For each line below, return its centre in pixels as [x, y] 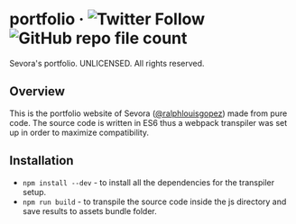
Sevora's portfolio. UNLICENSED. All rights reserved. [107, 63]
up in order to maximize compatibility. [79, 132]
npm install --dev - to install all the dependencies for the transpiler [148, 182]
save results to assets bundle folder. [90, 211]
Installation [42, 161]
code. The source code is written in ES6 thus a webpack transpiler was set [148, 122]
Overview [37, 91]
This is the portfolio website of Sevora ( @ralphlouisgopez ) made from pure [148, 113]
